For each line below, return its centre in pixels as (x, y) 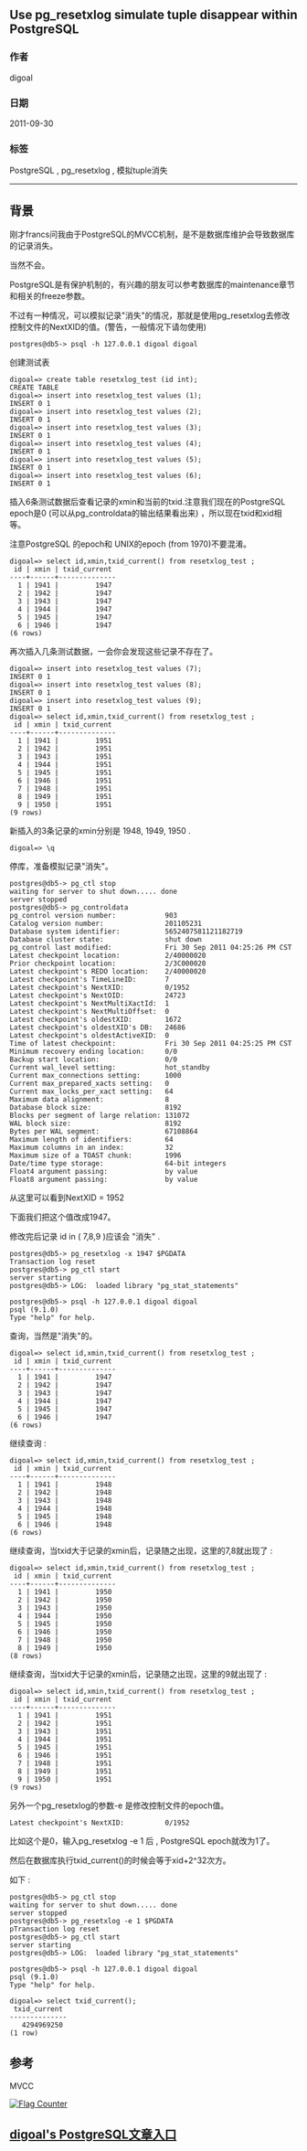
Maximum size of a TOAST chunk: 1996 (95, 1155)
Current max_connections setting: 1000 (95, 1076)
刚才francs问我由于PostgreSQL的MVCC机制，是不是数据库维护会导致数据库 (152, 234)
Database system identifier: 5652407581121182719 (127, 932)
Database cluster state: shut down (106, 940)
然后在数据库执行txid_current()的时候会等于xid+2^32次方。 (120, 1860)
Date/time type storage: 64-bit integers (118, 1164)
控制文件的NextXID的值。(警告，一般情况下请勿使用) (108, 327)
